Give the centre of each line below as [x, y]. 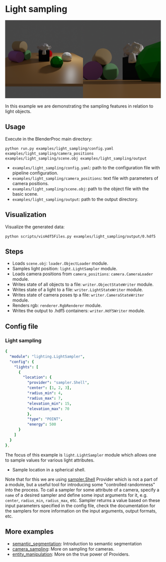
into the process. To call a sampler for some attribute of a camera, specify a [82, 490]
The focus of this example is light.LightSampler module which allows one [81, 455]
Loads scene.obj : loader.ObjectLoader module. [60, 263]
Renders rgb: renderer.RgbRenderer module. [57, 306]
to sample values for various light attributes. [50, 460]
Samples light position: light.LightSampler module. [65, 269]
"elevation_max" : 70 [48, 409]
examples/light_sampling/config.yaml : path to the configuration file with [86, 167]
